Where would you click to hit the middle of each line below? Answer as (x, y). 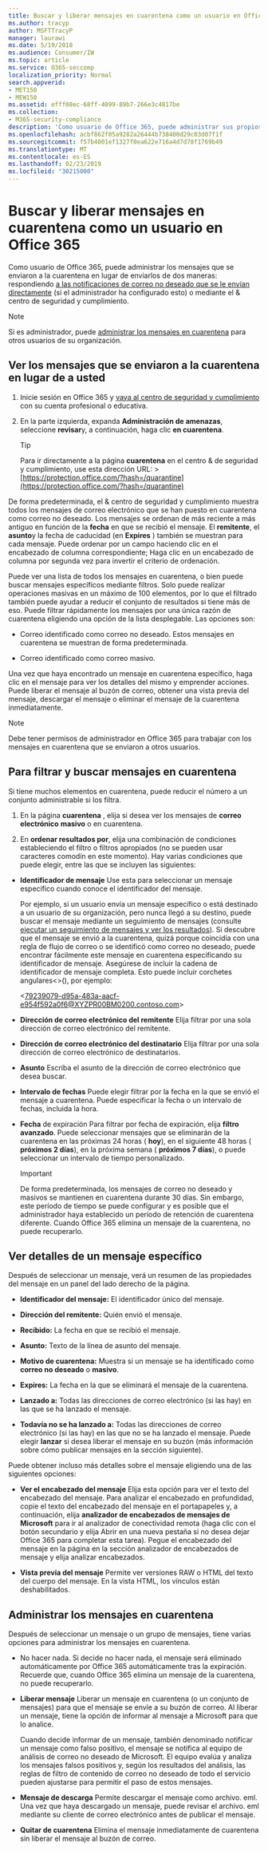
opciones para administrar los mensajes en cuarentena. (99, 1643)
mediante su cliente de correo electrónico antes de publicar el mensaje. (138, 1815)
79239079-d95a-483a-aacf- (72, 995)
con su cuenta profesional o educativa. (84, 405)
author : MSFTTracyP (41, 30)
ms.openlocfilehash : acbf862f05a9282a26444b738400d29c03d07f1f (116, 134)
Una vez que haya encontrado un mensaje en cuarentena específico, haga (130, 673)
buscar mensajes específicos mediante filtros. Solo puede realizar (117, 584)
